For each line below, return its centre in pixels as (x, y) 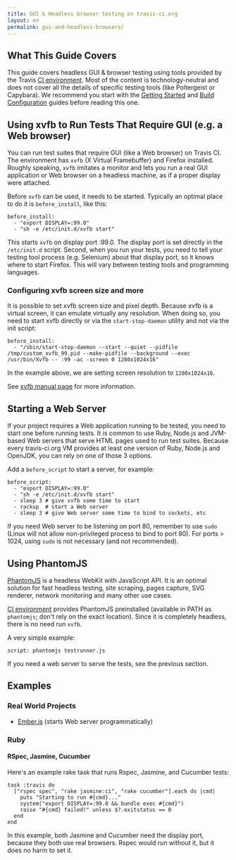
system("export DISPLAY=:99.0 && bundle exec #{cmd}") (102, 804)
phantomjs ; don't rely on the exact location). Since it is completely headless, (117, 616)
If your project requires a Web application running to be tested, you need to (117, 426)
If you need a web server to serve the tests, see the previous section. (108, 663)
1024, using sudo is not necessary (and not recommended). (93, 541)
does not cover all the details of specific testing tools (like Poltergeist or (111, 87)
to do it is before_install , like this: (57, 204)
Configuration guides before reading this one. (73, 102)
